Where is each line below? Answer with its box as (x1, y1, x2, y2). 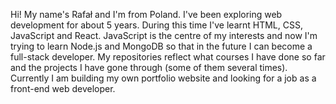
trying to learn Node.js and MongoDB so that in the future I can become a (10, 40, 313, 52)
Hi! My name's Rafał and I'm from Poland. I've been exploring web (10, 9, 283, 20)
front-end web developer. (10, 83, 116, 94)
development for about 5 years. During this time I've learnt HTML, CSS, (10, 19, 303, 31)
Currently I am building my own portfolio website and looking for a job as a (10, 72, 317, 84)
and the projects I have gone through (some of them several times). (10, 62, 288, 73)
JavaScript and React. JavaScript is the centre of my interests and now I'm (10, 30, 318, 41)
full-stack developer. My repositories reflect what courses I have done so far (10, 51, 326, 63)
